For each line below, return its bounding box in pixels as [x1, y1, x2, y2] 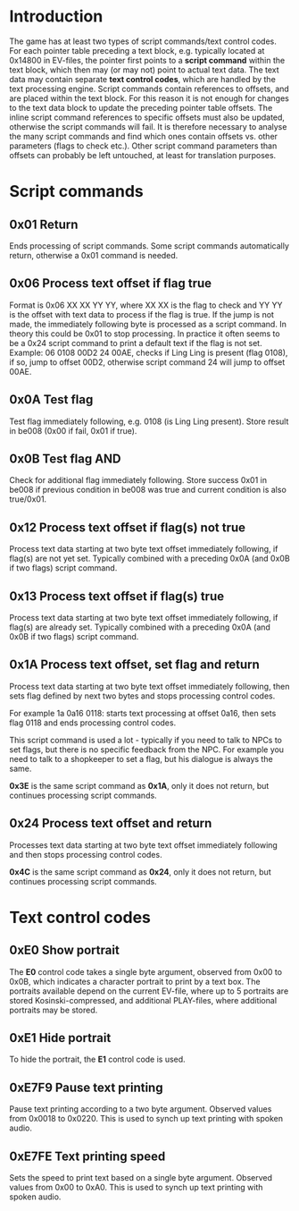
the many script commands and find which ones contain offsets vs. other [9, 131, 278, 141]
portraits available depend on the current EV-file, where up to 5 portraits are [9, 986, 289, 996]
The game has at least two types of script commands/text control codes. [9, 36, 277, 47]
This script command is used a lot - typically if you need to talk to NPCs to [9, 734, 283, 745]
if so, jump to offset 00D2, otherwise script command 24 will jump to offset [9, 356, 286, 368]
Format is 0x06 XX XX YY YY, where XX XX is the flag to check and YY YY [9, 300, 283, 310]
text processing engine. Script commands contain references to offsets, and [9, 83, 290, 94]
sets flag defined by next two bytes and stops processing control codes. [9, 690, 276, 701]
